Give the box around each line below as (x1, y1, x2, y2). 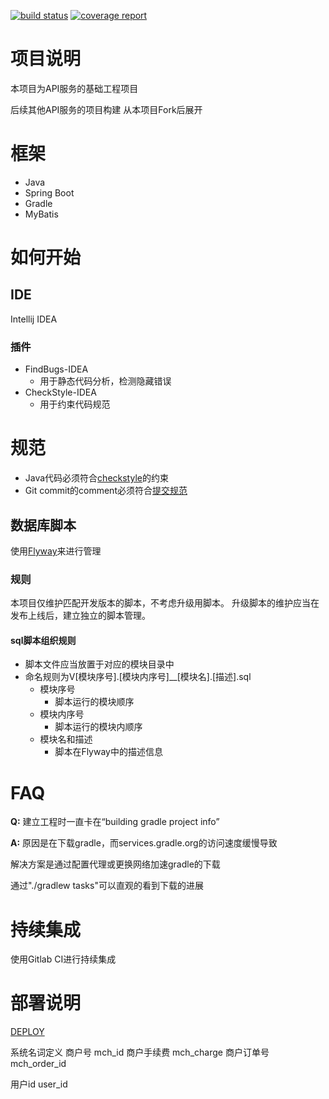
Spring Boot (24, 186, 75, 199)
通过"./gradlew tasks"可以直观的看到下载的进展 (10, 880, 204, 892)
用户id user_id (10, 1078, 68, 1090)
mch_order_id (10, 1058, 67, 1070)
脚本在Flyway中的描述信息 (54, 746, 163, 758)
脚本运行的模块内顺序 (54, 721, 143, 733)
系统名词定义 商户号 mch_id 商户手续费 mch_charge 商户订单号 (10, 1046, 270, 1059)
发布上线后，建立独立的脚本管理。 (10, 610, 151, 622)
